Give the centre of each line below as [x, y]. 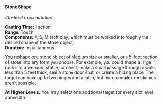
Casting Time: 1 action [28, 27]
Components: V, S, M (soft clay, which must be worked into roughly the [77, 37]
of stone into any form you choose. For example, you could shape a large [78, 62]
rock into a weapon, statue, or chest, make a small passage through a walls [80, 68]
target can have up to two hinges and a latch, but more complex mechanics [81, 78]
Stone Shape [18, 7]
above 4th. [16, 98]
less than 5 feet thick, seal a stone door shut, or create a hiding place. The [80, 72]
